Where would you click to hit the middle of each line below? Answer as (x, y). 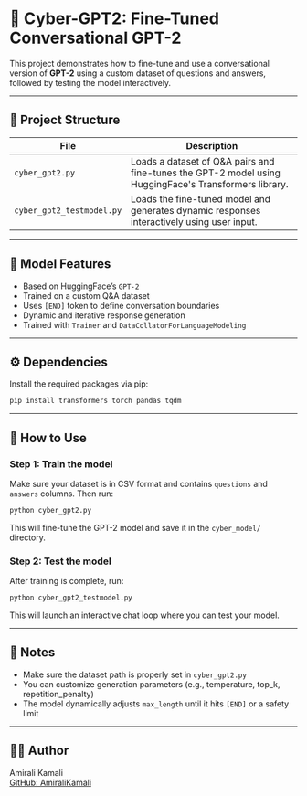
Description (212, 145)
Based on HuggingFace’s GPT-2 (81, 286)
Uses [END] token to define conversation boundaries (121, 305)
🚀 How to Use (48, 438)
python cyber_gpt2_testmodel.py (71, 598)
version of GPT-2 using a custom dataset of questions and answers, (138, 73)
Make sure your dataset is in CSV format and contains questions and (138, 483)
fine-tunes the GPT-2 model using (206, 173)
